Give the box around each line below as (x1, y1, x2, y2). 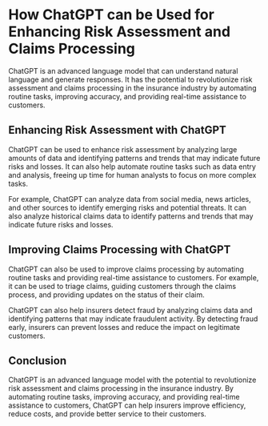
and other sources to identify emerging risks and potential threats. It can (8, 203, 246, 212)
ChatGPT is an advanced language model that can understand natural (8, 66, 238, 75)
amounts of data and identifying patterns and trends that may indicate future (8, 153, 261, 163)
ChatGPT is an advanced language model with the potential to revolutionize (8, 375, 257, 385)
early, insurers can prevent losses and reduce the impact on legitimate (8, 322, 241, 332)
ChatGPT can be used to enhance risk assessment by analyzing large (8, 144, 238, 154)
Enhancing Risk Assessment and (8, 22, 230, 41)
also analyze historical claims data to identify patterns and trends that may (8, 211, 254, 221)
